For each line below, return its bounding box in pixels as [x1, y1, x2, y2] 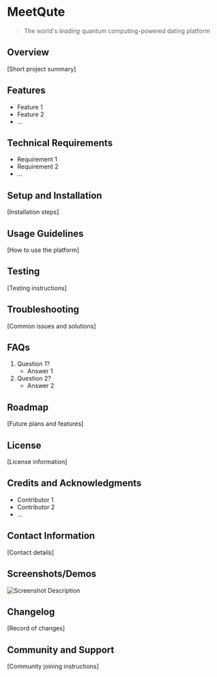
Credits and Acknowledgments [7, 477, 142, 489]
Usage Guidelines [7, 227, 84, 240]
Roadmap [7, 401, 49, 413]
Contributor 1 [16, 496, 54, 504]
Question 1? [16, 360, 50, 368]
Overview [7, 47, 50, 58]
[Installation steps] [7, 208, 59, 216]
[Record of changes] [7, 624, 66, 633]
